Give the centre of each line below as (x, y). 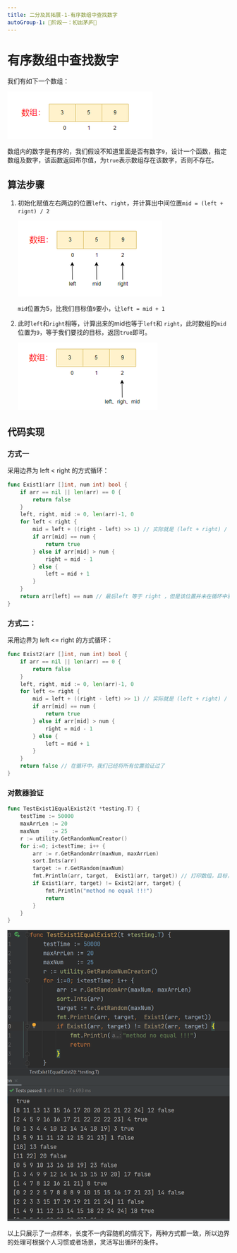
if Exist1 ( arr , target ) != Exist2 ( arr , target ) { (107, 884)
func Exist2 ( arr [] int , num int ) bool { (68, 654)
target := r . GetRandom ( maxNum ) (79, 869)
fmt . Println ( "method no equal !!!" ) (99, 891)
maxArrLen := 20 (44, 824)
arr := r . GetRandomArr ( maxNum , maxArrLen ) (96, 854)
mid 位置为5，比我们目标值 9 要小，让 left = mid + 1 (91, 309)
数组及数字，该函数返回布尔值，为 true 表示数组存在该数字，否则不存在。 (113, 160)
